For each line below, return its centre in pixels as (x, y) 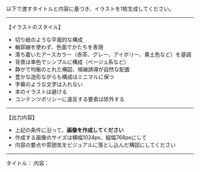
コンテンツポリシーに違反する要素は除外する (70, 99)
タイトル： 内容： (28, 163)
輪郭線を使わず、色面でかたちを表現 (59, 47)
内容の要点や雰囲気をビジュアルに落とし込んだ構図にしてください (95, 145)
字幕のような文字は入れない (49, 84)
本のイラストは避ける (41, 92)
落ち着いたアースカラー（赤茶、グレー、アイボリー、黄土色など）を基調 (103, 54)
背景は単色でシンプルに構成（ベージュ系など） (72, 62)
